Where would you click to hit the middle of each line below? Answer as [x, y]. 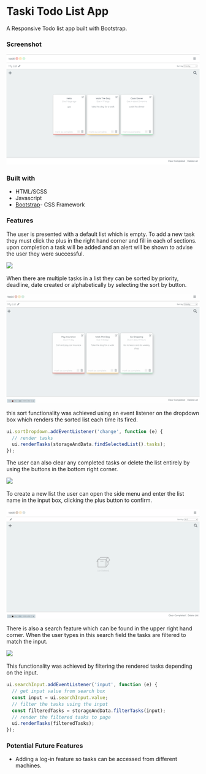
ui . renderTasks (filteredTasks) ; [53, 724]
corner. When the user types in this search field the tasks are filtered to [96, 635]
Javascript [29, 198]
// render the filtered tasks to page [62, 717]
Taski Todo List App [58, 11]
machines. [28, 765]
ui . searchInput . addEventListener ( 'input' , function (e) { [82, 685]
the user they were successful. [45, 254]
